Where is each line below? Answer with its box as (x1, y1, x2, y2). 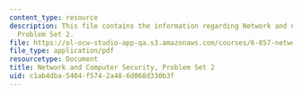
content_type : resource (9, 13, 99, 22)
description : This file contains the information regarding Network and (9, 21, 288, 30)
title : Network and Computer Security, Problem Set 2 (9, 64, 216, 73)
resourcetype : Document (9, 55, 99, 64)
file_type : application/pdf (9, 47, 115, 56)
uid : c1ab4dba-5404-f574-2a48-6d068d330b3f (9, 72, 175, 81)
